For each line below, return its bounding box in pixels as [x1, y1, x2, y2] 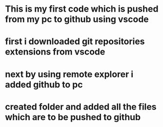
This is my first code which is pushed [5, 3, 159, 15]
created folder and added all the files [5, 101, 157, 112]
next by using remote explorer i [5, 69, 134, 80]
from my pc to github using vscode [5, 14, 149, 25]
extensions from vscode [5, 46, 106, 57]
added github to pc [5, 79, 83, 90]
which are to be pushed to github [5, 111, 141, 123]
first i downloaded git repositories [5, 36, 145, 47]
